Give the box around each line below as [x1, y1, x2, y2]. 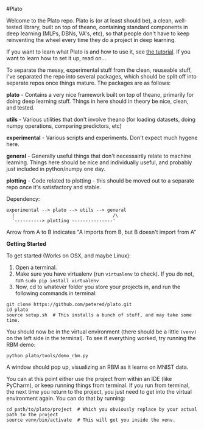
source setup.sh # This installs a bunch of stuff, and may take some [6, 312, 192, 318]
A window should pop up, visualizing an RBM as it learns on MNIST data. [6, 363, 189, 371]
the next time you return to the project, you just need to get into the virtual [6, 388, 192, 395]
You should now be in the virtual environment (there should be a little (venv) [6, 328, 197, 335]
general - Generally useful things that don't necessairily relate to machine [6, 152, 192, 159]
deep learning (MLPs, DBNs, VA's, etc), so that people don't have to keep [6, 30, 190, 37]
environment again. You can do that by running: [6, 395, 126, 402]
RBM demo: [6, 341, 36, 348]
